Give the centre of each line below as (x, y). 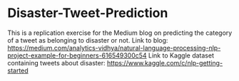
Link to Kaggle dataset (181, 55)
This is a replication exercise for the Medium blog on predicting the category (120, 33)
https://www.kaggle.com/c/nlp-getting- (165, 63)
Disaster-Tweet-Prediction (88, 13)
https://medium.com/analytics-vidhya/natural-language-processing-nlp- (114, 48)
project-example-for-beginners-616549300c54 (77, 55)
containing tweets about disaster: (56, 63)
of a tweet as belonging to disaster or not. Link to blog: (88, 40)
